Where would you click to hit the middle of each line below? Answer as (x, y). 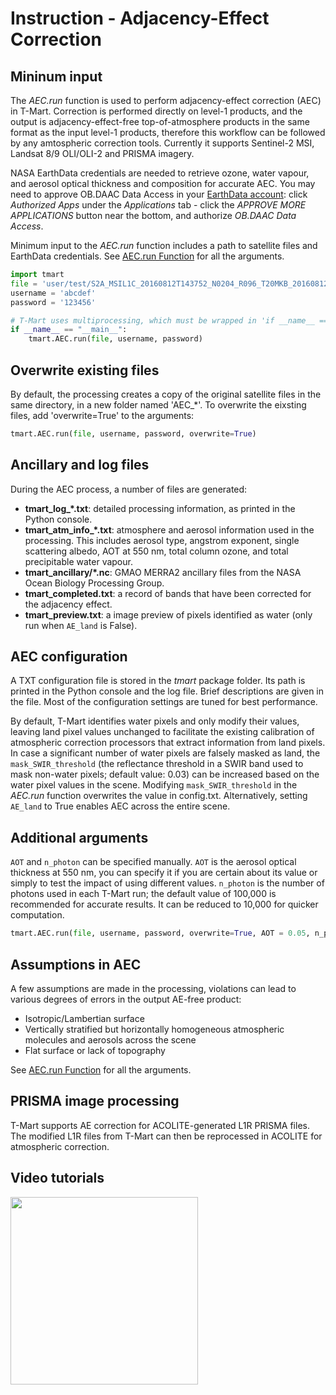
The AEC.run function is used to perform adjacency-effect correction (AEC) (166, 100)
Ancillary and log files (80, 465)
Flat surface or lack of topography (95, 1050)
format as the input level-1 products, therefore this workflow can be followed (168, 132)
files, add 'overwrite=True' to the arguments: (102, 415)
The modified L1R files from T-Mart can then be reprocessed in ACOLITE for (166, 1136)
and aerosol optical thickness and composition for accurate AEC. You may (163, 183)
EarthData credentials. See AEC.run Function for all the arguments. (147, 256)
